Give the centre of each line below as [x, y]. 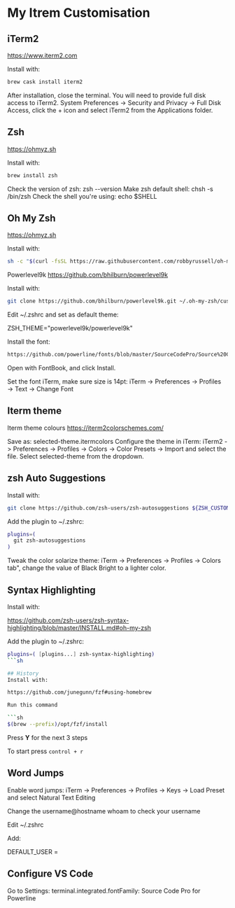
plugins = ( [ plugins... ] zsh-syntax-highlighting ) [81, 654]
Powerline [22, 898]
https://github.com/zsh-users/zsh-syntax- [68, 620]
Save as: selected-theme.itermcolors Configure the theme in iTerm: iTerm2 [115, 441]
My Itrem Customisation [79, 13]
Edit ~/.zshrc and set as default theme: [63, 315]
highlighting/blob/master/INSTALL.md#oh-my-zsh [79, 627]
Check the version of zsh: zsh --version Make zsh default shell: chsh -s [110, 189]
